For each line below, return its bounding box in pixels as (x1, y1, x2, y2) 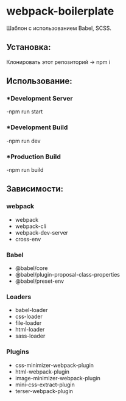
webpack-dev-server (15, 229, 69, 236)
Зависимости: (6, 184, 64, 194)
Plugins (6, 347, 29, 356)
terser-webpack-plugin (15, 387, 73, 394)
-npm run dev (6, 137, 41, 144)
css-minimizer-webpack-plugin (15, 361, 94, 369)
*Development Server (6, 94, 73, 103)
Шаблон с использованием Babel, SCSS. (6, 24, 111, 32)
